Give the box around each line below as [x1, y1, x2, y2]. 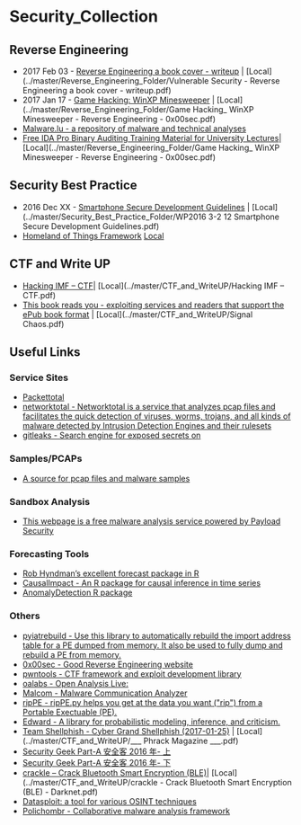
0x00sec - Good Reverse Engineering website [22, 659, 193, 670]
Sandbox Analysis [9, 495, 91, 508]
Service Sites [9, 371, 69, 384]
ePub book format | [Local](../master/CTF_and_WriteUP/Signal [22, 308, 253, 320]
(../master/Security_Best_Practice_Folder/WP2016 [22, 211, 207, 222]
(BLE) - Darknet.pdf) [22, 786, 99, 797]
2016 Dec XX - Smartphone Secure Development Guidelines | [22, 201, 250, 212]
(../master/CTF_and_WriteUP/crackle [22, 776, 158, 787]
